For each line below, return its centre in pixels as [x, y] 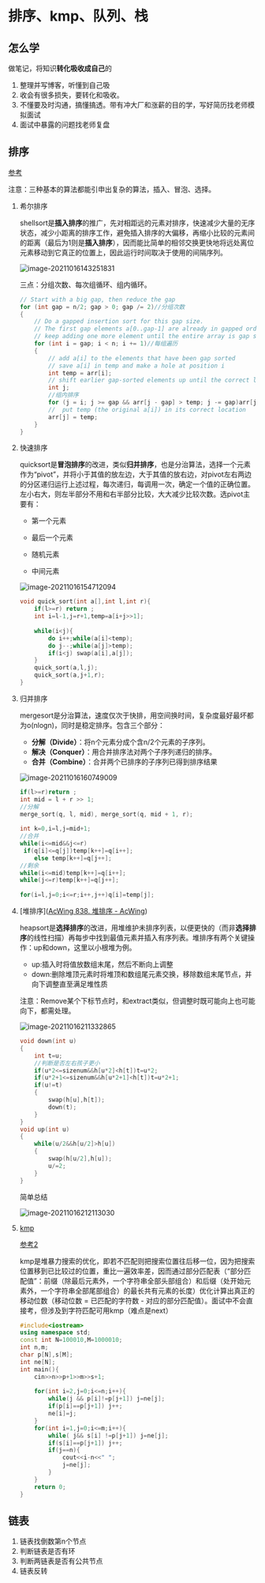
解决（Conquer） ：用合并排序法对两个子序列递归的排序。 [124, 752]
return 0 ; [50, 1487]
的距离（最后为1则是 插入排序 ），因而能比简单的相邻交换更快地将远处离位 [137, 243]
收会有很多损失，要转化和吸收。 [71, 95]
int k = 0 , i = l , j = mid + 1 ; [55, 829]
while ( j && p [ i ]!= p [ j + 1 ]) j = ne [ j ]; [107, 1399]
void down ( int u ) [48, 1041]
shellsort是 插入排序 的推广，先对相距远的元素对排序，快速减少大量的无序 [137, 223]
